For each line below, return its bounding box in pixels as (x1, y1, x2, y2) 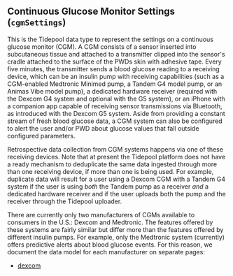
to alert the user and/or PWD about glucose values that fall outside (7, 124, 199, 132)
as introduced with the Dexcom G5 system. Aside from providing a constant (7, 109, 225, 117)
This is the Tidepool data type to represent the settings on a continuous (7, 35, 213, 43)
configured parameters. (7, 131, 76, 140)
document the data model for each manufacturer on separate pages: (7, 247, 205, 256)
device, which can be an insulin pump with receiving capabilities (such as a (7, 72, 225, 80)
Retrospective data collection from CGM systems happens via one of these (7, 145, 224, 153)
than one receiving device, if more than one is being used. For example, (7, 167, 214, 175)
